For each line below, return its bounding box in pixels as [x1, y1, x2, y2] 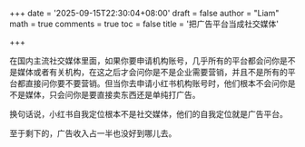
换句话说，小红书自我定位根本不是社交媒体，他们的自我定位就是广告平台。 [9, 109, 288, 119]
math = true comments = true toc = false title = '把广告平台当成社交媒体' [9, 18, 280, 29]
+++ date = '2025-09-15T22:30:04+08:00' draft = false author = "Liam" [9, 8, 280, 18]
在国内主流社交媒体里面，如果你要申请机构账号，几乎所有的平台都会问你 [9, 55, 280, 66]
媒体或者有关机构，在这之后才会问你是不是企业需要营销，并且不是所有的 [16, 67, 288, 77]
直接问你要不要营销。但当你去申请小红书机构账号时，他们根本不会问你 [25, 78, 288, 89]
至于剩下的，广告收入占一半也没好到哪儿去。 [9, 128, 177, 139]
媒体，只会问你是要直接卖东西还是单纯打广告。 [25, 90, 201, 100]
